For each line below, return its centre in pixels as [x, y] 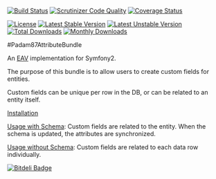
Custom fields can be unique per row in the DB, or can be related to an [108, 92]
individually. [24, 154]
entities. [18, 79]
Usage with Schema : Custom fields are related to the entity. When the [107, 126]
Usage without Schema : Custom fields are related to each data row [103, 147]
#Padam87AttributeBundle [45, 45]
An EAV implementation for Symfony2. [62, 58]
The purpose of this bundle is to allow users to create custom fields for [108, 72]
